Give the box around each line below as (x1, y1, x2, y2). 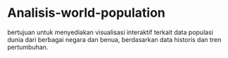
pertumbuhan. (7, 43, 49, 51)
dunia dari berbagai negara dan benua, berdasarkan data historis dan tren (7, 35, 222, 43)
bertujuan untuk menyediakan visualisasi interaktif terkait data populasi (7, 28, 213, 36)
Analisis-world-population (7, 5, 165, 21)
